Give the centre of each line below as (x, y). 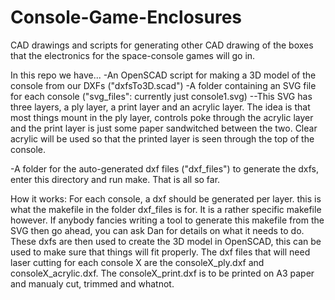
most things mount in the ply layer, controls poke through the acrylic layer (162, 117)
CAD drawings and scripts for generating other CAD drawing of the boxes (162, 45)
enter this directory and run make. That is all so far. (115, 179)
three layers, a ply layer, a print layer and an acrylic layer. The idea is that (160, 107)
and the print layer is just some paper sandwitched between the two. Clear (164, 128)
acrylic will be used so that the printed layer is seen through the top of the (162, 138)
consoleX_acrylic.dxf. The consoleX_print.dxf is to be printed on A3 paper (162, 273)
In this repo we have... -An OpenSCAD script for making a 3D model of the (163, 75)
